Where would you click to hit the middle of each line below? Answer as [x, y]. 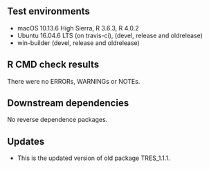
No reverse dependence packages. [57, 120]
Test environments [48, 11]
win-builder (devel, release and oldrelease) [78, 43]
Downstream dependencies [68, 103]
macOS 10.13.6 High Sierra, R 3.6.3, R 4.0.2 [78, 28]
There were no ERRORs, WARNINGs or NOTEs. [74, 81]
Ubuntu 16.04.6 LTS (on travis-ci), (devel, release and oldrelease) [110, 35]
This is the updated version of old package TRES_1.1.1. [94, 158]
